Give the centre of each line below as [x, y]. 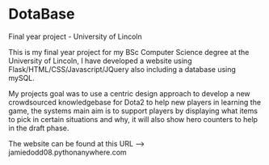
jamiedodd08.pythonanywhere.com [67, 152]
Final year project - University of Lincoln [76, 36]
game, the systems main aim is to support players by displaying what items [133, 111]
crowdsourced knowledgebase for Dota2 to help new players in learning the [134, 102]
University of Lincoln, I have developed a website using [100, 61]
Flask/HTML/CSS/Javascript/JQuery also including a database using [122, 69]
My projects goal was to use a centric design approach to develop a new [129, 93]
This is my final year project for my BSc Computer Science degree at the [129, 52]
